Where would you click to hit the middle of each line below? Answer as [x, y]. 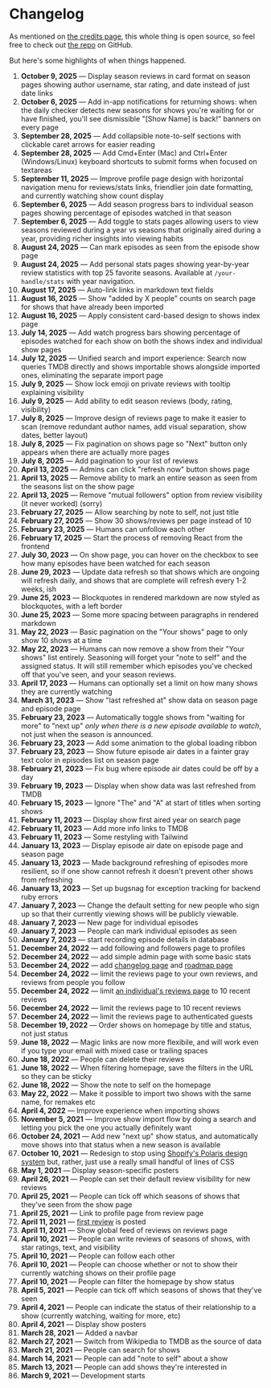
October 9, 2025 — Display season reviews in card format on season [135, 76]
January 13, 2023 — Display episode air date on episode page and [132, 845]
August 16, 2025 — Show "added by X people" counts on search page [138, 298]
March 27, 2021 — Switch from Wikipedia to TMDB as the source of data [141, 1341]
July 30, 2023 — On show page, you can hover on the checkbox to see [140, 554]
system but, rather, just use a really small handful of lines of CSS [127, 1161]
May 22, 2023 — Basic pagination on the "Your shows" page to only [134, 632]
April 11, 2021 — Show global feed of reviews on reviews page [124, 1230]
